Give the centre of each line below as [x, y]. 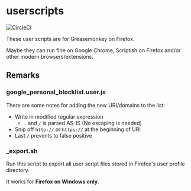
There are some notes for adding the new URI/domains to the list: [86, 105]
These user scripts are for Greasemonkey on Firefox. [70, 39]
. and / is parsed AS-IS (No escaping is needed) [82, 123]
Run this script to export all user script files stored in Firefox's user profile [96, 164]
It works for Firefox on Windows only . [53, 182]
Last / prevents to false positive [53, 135]
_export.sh [22, 151]
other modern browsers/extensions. [50, 56]
